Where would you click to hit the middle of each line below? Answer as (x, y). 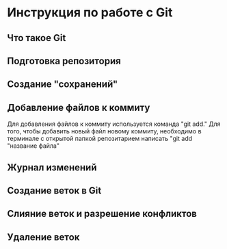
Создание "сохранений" (63, 84)
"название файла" (34, 146)
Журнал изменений (52, 167)
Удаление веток (43, 237)
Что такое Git (37, 38)
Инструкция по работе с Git (90, 13)
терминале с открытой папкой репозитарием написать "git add (100, 139)
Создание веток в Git (54, 191)
